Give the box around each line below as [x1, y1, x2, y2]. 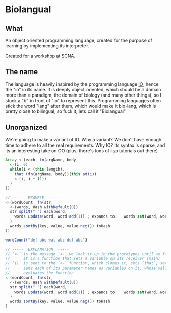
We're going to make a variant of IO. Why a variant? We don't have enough [5, 136, 162, 142]
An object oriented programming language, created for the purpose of [5, 37, 153, 43]
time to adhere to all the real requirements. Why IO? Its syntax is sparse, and [5, 142, 165, 148]
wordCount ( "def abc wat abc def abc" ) [5, 237, 88, 243]
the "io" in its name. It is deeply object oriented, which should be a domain [5, 86, 161, 92]
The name [5, 67, 38, 76]
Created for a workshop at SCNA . [5, 53, 75, 59]
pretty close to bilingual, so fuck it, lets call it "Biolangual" [5, 108, 126, 114]
